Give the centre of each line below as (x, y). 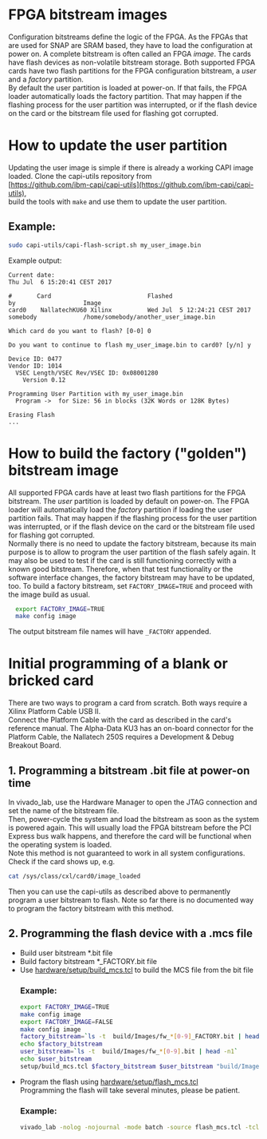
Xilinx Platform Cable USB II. (55, 712)
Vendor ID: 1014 (35, 366)
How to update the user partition (118, 146)
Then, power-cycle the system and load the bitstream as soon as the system (134, 819)
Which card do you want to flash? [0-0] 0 (80, 331)
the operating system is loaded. (60, 845)
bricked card (51, 681)
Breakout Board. (35, 745)
